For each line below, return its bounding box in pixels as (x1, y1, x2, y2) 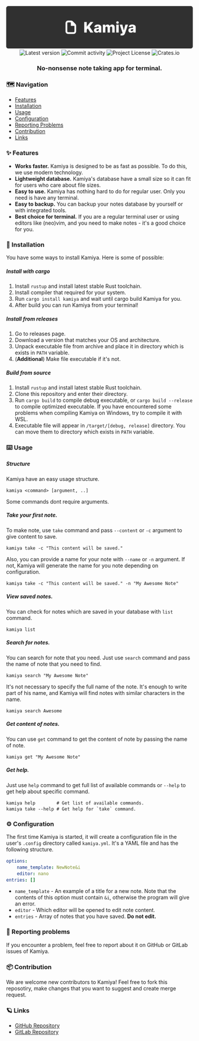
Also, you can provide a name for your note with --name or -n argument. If (6, 555, 185, 562)
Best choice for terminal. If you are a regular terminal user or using (14, 213, 179, 220)
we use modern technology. (14, 169, 84, 176)
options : (6, 858, 28, 864)
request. (6, 991, 27, 998)
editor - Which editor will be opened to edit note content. (14, 907, 156, 914)
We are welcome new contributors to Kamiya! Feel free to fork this (6, 979, 168, 986)
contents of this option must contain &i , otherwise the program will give (14, 894, 190, 901)
